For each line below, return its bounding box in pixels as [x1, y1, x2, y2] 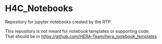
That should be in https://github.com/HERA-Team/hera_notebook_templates [5, 33, 157, 39]
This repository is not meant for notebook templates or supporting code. [5, 28, 150, 34]
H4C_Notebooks [5, 3, 73, 14]
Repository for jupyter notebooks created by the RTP [5, 19, 111, 25]
